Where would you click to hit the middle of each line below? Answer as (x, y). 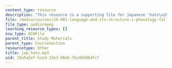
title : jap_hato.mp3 (27, 53)
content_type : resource (31, 10)
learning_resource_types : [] (36, 29)
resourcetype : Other (27, 48)
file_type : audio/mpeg (29, 24)
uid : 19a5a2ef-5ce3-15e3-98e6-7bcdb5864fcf (52, 58)
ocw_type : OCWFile (25, 34)
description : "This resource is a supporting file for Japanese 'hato (82, 15)
